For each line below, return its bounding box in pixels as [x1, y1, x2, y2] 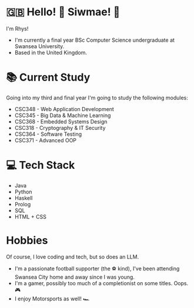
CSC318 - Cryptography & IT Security [14, 124, 106, 131]
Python [14, 188, 32, 195]
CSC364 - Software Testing [14, 130, 82, 138]
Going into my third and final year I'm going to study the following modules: [6, 94, 188, 101]
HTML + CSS [14, 213, 47, 220]
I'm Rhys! [6, 25, 29, 32]
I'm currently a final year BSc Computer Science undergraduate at [14, 36, 175, 43]
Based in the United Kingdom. [14, 49, 87, 56]
